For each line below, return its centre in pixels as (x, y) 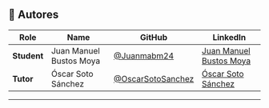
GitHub (154, 37)
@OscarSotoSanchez (154, 78)
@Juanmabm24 (144, 55)
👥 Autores (34, 15)
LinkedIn (229, 37)
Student (28, 55)
